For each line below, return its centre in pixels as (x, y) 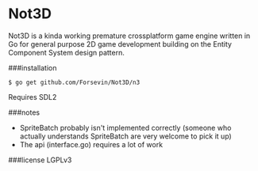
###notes (24, 112)
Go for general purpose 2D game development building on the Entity (120, 44)
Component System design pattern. (66, 52)
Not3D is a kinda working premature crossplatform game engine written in (129, 36)
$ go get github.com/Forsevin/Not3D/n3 (74, 82)
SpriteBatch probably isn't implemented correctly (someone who (125, 127)
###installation (33, 67)
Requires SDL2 (33, 97)
